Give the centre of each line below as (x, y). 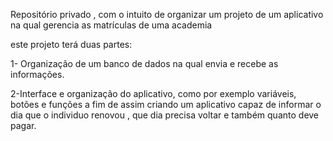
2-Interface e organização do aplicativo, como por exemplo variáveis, (153, 93)
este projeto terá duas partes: (71, 44)
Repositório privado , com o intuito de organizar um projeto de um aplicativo (167, 14)
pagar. (23, 125)
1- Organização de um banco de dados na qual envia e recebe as (144, 63)
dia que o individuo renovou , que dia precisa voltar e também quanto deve (165, 115)
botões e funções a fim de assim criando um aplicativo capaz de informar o (166, 104)
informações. (37, 74)
